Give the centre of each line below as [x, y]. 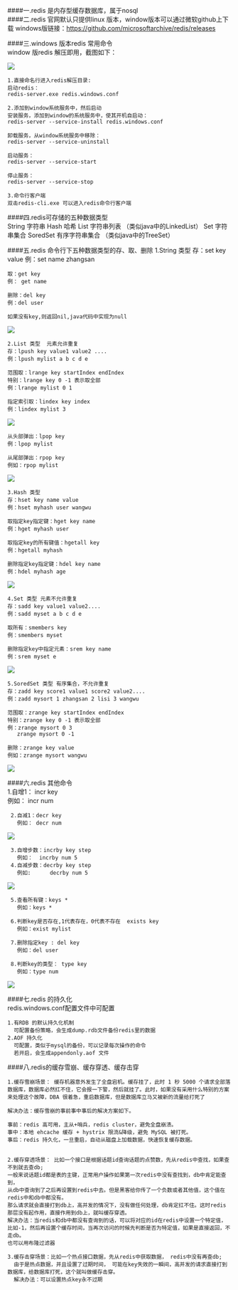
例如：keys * [34, 908]
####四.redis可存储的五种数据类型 [58, 217]
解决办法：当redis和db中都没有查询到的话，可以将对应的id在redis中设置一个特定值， [117, 1220]
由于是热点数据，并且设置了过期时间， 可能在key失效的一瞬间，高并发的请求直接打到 [120, 1264]
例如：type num [38, 972]
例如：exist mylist [44, 929]
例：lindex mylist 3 [37, 409]
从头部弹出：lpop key [36, 436]
